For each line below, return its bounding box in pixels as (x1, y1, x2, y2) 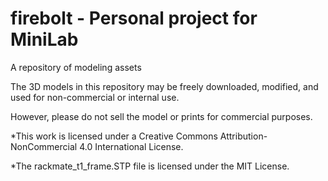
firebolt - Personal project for (10, 7, 258, 30)
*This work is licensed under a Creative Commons (10, 130, 218, 142)
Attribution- (219, 130, 268, 142)
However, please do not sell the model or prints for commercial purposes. (10, 110, 313, 122)
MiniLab (10, 28, 79, 51)
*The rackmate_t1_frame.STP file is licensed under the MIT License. (10, 160, 290, 172)
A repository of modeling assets (10, 61, 142, 73)
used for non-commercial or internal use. (10, 91, 180, 103)
